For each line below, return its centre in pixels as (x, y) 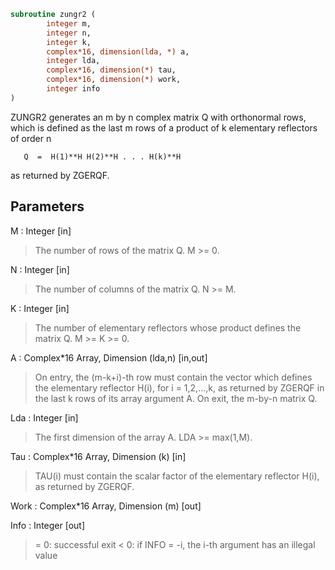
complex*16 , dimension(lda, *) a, (118, 51)
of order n (31, 138)
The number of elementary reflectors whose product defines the (168, 327)
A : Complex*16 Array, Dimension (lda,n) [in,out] (109, 357)
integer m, (69, 23)
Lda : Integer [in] (44, 417)
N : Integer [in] (40, 269)
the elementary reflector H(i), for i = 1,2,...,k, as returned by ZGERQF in (179, 387)
